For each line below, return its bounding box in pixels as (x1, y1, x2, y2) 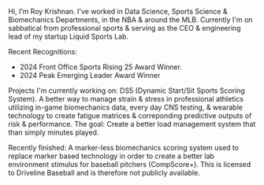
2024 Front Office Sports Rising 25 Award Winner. (19, 62, 183, 72)
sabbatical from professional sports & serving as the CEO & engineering (8, 24, 242, 32)
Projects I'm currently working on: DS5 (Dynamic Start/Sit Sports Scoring (8, 86, 246, 95)
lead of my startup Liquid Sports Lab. (8, 31, 128, 41)
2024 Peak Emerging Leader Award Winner (19, 71, 161, 80)
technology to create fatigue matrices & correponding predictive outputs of (8, 111, 252, 120)
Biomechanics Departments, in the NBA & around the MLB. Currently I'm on (8, 15, 253, 24)
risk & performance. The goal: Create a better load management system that (8, 120, 256, 128)
